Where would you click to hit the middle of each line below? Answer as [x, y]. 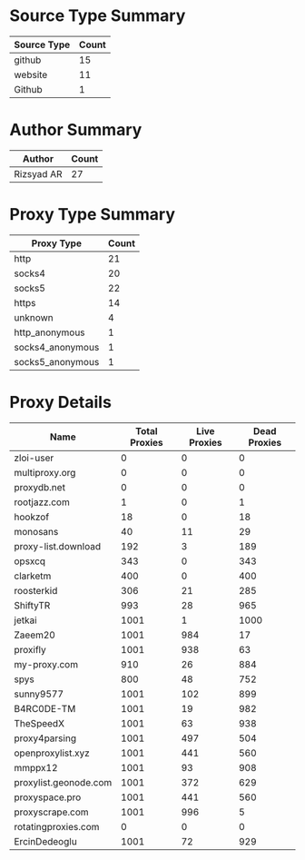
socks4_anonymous [57, 347]
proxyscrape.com [51, 812]
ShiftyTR [32, 605]
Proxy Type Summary [92, 215]
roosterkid [36, 590]
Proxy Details [60, 402]
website [31, 74]
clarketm [33, 576]
